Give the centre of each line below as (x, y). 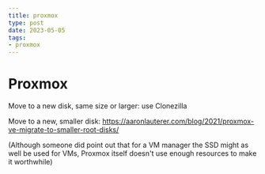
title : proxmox (33, 15)
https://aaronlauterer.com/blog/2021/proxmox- (178, 121)
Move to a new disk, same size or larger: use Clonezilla (98, 106)
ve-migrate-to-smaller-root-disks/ (64, 130)
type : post (26, 23)
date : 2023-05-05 (37, 30)
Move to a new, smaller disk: (55, 121)
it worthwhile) (30, 162)
